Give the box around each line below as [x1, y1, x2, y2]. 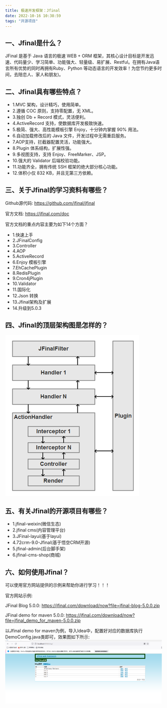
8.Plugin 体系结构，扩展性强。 [12, 145, 74, 151]
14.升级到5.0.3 [12, 305, 42, 311]
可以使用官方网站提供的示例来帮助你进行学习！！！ [5, 582, 110, 588]
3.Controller [12, 243, 37, 249]
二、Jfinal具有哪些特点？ [5, 88, 82, 96]
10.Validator [12, 280, 37, 286]
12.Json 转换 [12, 292, 39, 298]
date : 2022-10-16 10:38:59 [5, 13, 61, 18]
